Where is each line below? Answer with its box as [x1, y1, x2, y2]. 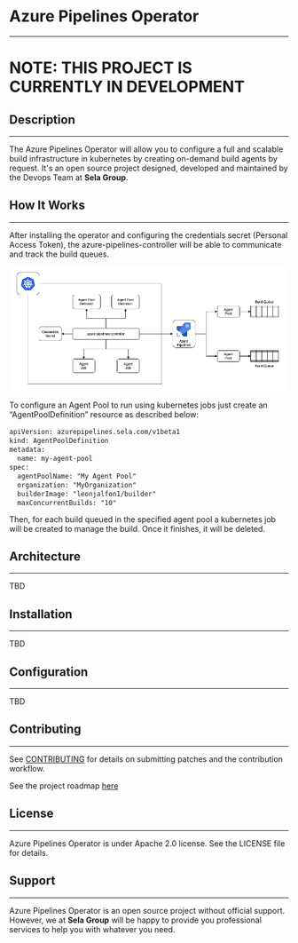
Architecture [9, 549, 82, 565]
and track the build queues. [9, 249, 109, 259]
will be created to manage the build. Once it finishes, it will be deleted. [9, 523, 266, 534]
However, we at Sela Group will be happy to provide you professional [9, 915, 262, 925]
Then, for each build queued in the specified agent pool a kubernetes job [9, 513, 277, 525]
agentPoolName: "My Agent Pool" [17, 471, 137, 480]
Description [9, 112, 75, 127]
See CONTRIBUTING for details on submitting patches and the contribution [9, 753, 284, 765]
